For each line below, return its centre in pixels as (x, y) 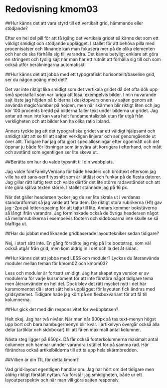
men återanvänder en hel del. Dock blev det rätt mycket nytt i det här (76, 283)
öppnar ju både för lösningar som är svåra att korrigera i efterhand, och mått (83, 146)
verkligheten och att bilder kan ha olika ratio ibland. (58, 121)
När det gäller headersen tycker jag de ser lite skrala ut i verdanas (73, 197)
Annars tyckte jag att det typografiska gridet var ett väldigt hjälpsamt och (80, 130)
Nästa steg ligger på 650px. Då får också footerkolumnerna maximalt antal (82, 339)
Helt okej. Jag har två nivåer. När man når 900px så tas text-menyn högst (81, 319)
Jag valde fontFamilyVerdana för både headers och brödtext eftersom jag (81, 171)
